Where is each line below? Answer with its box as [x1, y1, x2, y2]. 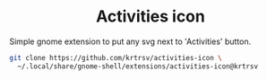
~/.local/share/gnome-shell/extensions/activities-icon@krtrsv [17, 61, 258, 71]
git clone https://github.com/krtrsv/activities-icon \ [9, 53, 222, 62]
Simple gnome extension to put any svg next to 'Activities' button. [9, 36, 252, 47]
